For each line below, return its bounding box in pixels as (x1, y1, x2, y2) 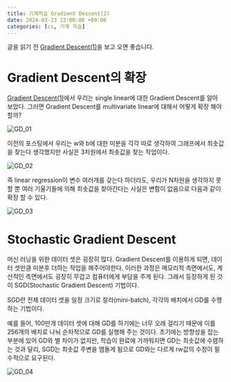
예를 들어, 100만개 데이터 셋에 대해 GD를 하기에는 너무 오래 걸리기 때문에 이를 (7, 319, 216, 327)
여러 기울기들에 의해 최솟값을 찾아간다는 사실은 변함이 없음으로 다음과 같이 (21, 185, 221, 193)
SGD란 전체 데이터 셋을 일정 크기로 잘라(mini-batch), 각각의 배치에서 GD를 (7, 295, 210, 304)
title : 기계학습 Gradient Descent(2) (7, 10, 111, 17)
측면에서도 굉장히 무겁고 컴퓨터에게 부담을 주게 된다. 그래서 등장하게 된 (25, 273, 216, 281)
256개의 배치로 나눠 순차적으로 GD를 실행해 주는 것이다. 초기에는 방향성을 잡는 (7, 328, 219, 336)
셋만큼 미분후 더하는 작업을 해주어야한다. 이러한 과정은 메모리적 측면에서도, (14, 264, 216, 272)
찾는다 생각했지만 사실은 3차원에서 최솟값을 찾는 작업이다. (14, 148, 170, 156)
